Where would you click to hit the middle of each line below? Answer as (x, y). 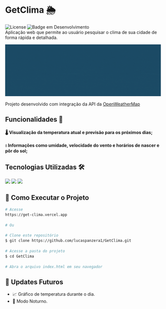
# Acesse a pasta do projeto (35, 251)
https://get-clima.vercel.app (36, 215)
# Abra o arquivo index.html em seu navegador (54, 267)
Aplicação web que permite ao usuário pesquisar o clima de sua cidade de (81, 32)
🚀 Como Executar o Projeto (47, 197)
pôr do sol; (17, 151)
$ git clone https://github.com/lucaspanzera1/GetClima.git (68, 241)
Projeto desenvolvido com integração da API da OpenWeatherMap (73, 104)
